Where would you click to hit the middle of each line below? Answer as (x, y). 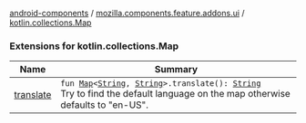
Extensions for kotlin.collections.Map (94, 46)
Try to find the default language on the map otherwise (176, 94)
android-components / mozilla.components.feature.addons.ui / (127, 13)
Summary (176, 70)
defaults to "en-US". (104, 105)
